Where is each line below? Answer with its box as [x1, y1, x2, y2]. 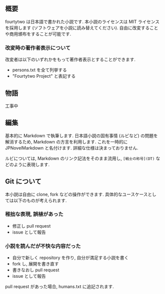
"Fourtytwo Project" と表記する [12, 73, 76, 79]
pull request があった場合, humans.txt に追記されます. [5, 284, 114, 290]
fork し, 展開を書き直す [12, 261, 59, 267]
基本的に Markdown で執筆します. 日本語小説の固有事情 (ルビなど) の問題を [5, 132, 158, 139]
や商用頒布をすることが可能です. [5, 31, 71, 37]
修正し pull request [12, 223, 51, 229]
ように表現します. [13, 161, 50, 167]
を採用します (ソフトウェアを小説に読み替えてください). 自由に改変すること [5, 25, 159, 30]
